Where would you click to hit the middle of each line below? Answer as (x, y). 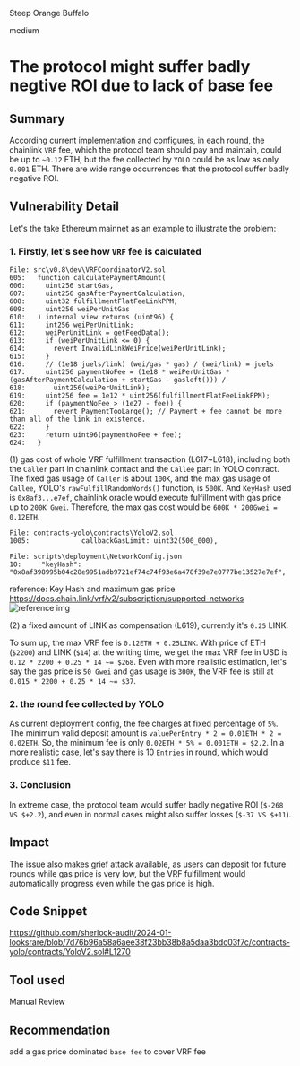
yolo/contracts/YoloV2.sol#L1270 (70, 952)
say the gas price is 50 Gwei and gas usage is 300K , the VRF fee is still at (141, 671)
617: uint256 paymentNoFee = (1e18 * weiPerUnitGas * (120, 372)
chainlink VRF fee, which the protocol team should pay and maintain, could (146, 150)
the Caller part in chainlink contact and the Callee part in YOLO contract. (144, 469)
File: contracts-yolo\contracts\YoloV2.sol (92, 533)
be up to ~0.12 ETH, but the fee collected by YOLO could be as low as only (144, 159)
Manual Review (37, 1002)
